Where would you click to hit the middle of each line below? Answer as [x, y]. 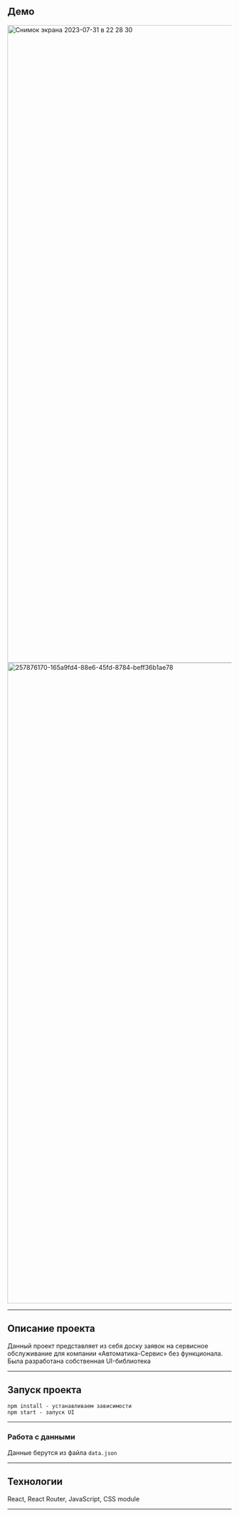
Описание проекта [51, 1329]
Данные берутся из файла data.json [62, 1452]
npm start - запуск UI [41, 1412]
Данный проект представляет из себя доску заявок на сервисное [108, 1345]
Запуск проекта [44, 1390]
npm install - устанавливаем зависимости [70, 1406]
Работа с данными [42, 1437]
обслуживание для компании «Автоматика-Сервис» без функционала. [115, 1353]
